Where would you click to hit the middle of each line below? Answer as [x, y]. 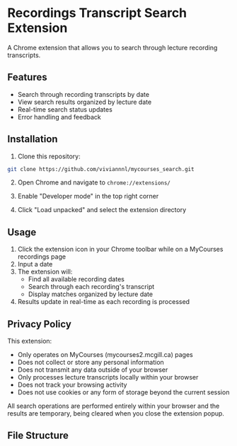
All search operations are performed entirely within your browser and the [114, 406]
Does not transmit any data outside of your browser [93, 370]
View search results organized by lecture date [85, 102]
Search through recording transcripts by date [83, 94]
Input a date [35, 264]
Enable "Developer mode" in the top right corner [88, 196]
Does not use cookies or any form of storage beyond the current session [123, 392]
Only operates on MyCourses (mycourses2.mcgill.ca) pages [105, 355]
